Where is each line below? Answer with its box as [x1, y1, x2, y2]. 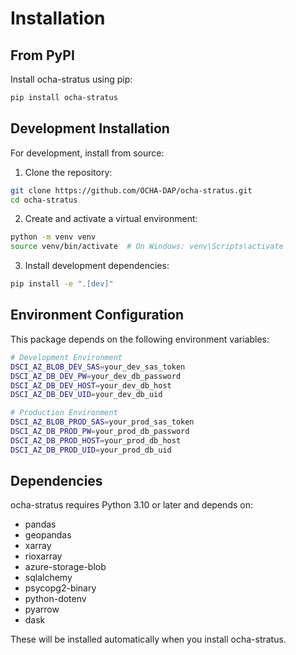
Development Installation [10, 120, 170, 137]
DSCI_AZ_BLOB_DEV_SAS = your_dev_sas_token [10, 362, 186, 372]
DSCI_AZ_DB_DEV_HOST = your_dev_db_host [10, 380, 172, 391]
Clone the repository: [24, 166, 113, 178]
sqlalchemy [24, 572, 73, 584]
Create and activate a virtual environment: [24, 213, 198, 225]
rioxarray [24, 550, 63, 562]
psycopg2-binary [24, 582, 97, 594]
